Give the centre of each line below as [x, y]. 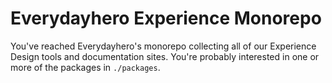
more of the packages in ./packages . [85, 67]
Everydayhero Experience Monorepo [166, 18]
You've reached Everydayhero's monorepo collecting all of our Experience [163, 46]
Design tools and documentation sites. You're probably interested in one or [165, 56]
